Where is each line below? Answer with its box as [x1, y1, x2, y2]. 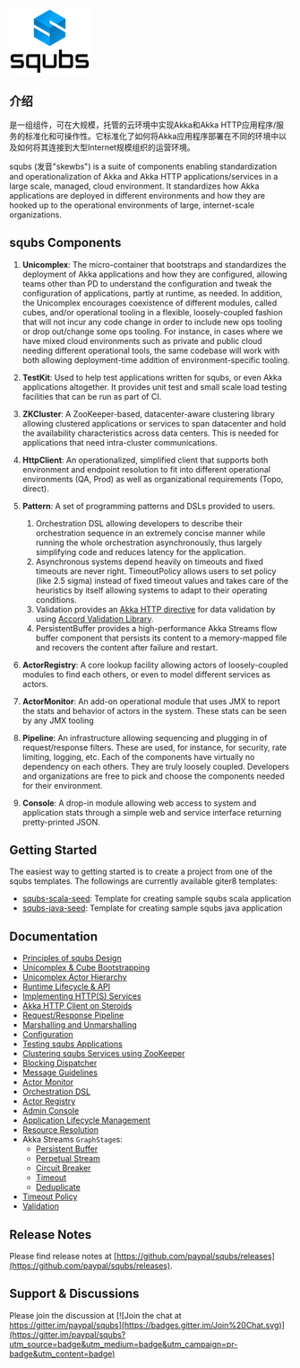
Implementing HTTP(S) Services [21, 991, 141, 1002]
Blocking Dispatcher [21, 1058, 98, 1069]
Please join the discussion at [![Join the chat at [9, 1310, 182, 1320]
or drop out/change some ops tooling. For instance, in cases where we [21, 326, 284, 337]
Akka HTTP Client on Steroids [21, 1001, 133, 1011]
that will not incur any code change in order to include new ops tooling [21, 316, 283, 327]
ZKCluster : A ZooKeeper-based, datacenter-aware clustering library [21, 408, 275, 419]
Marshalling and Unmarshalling [21, 1019, 137, 1030]
